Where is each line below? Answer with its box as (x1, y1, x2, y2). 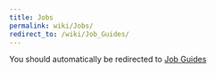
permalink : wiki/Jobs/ (9, 21, 94, 30)
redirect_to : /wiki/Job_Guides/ (9, 29, 129, 38)
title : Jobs (9, 12, 54, 22)
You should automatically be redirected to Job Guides (9, 54, 207, 65)
